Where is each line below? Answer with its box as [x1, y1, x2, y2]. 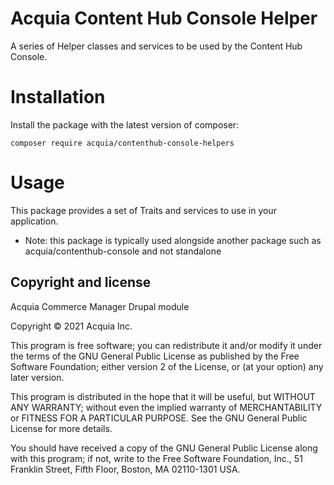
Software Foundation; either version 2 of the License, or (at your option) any [10, 360, 324, 372]
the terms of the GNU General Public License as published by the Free [10, 350, 300, 362]
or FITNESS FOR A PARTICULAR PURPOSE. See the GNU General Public [10, 412, 308, 424]
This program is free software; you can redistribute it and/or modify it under [10, 339, 323, 351]
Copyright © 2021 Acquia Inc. [10, 320, 133, 332]
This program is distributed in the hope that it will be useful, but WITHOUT [10, 390, 316, 402]
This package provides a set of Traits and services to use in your [10, 204, 277, 216]
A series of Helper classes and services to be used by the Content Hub [10, 40, 303, 52]
